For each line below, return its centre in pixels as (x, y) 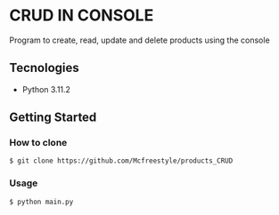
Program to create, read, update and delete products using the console (139, 40)
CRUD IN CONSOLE (82, 16)
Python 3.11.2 (46, 89)
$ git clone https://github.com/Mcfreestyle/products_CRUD (121, 161)
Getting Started (53, 118)
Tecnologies (44, 68)
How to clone (38, 143)
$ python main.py (41, 202)
